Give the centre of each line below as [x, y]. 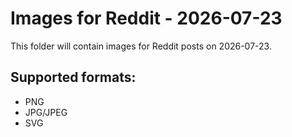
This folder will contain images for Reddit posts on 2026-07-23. [141, 46]
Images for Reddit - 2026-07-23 [146, 18]
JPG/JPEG [46, 112]
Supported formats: [73, 77]
